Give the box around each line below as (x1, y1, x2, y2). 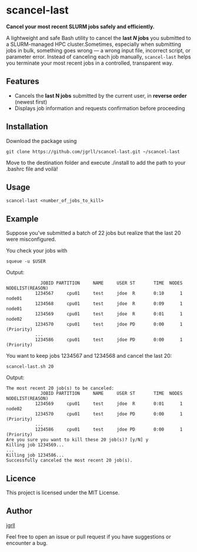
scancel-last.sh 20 (6, 364, 54, 370)
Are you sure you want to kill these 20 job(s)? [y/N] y (6, 437, 149, 443)
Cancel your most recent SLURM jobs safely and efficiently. (6, 23, 155, 30)
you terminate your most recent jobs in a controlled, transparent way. (6, 59, 173, 66)
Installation (6, 122, 48, 132)
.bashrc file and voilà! (6, 165, 58, 172)
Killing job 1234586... (6, 453, 65, 458)
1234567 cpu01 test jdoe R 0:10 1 (35, 291, 183, 297)
